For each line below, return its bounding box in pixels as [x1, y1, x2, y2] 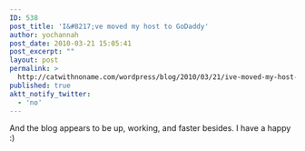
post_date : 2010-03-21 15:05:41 [9, 38, 132, 48]
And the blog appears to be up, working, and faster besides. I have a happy [9, 123, 291, 134]
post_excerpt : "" [9, 47, 75, 56]
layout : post [9, 55, 59, 65]
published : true [9, 81, 71, 90]
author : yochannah [9, 30, 79, 39]
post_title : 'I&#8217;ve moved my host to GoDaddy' [9, 22, 209, 31]
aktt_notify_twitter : [9, 89, 92, 98]
